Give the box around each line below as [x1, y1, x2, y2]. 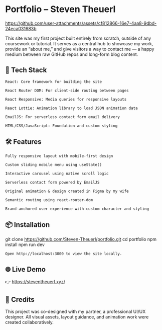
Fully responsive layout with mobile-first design [5, 153, 113, 158]
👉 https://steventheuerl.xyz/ [5, 279, 65, 285]
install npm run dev [5, 241, 45, 247]
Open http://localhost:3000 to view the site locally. [5, 252, 122, 257]
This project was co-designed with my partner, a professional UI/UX [5, 308, 146, 314]
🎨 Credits [5, 295, 35, 304]
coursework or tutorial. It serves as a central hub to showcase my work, [5, 40, 153, 46]
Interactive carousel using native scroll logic [5, 171, 109, 176]
